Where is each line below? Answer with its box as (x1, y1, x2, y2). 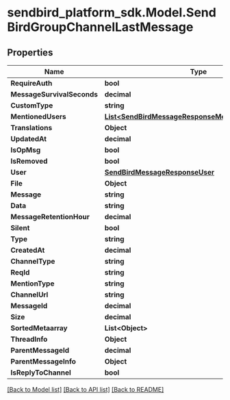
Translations (10, 123, 53, 132)
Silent (10, 223, 30, 232)
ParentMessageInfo (10, 357, 77, 366)
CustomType (10, 101, 53, 110)
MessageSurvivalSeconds (10, 90, 98, 99)
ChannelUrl (10, 290, 49, 299)
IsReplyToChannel (10, 368, 72, 377)
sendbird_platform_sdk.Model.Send (7, 5, 217, 21)
